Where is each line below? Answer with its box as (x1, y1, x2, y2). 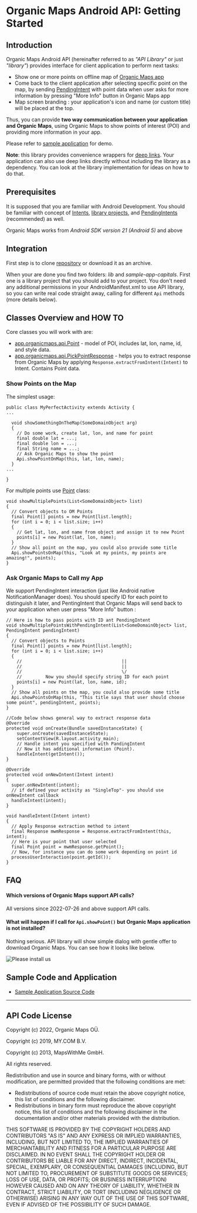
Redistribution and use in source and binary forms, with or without (6, 1072, 166, 1079)
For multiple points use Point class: (6, 487, 91, 494)
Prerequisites (6, 187, 56, 197)
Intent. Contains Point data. (14, 365, 81, 372)
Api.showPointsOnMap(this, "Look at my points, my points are (11, 549, 167, 556)
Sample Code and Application (6, 973, 117, 983)
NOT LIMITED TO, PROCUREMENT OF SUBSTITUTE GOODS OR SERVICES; (6, 1170, 188, 1177)
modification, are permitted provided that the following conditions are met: (6, 1078, 186, 1085)
